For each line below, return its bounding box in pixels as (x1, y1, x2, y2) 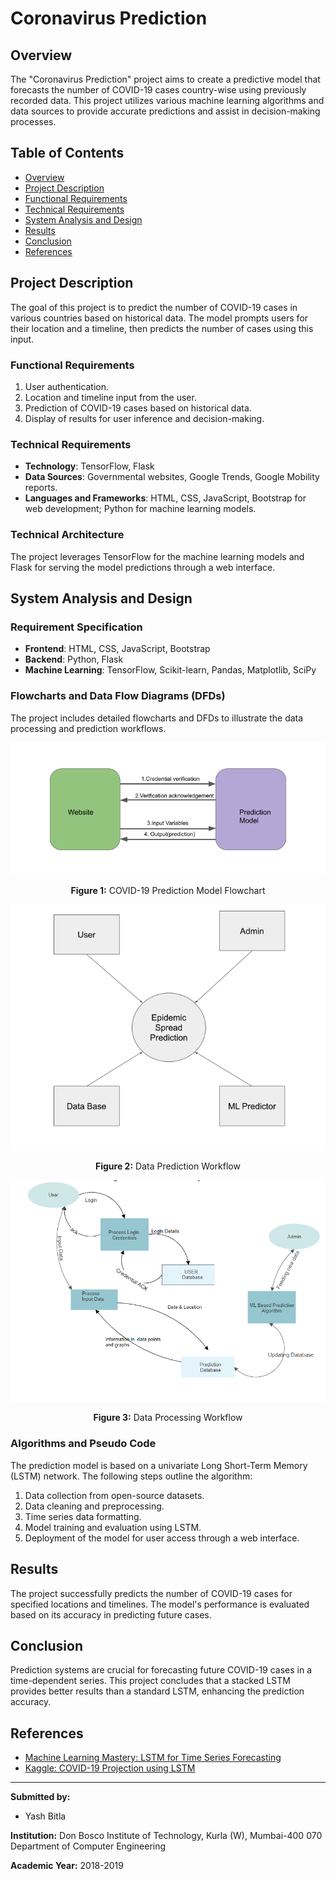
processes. (10, 116, 57, 127)
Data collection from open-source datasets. (24, 1489, 205, 1501)
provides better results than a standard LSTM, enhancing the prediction (10, 1685, 305, 1697)
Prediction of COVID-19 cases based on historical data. (24, 402, 252, 414)
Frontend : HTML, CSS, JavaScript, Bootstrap (24, 643, 211, 655)
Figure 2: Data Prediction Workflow (95, 1160, 241, 1172)
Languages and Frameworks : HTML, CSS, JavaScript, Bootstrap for (24, 492, 307, 504)
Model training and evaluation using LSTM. (24, 1521, 202, 1533)
